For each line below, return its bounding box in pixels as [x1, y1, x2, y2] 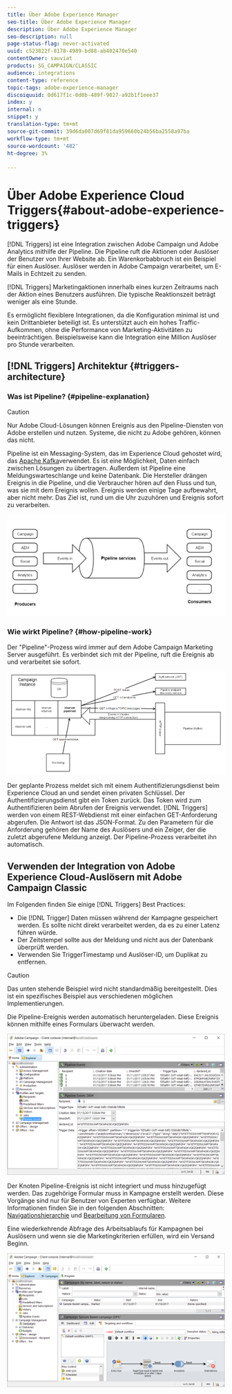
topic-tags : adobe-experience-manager [7, 84, 119, 91]
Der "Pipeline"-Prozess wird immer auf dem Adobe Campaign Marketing [7, 643, 213, 651]
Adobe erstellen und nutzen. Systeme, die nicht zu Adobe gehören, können [7, 428, 221, 437]
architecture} [7, 371, 66, 383]
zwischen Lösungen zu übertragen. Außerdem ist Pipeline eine [7, 464, 186, 472]
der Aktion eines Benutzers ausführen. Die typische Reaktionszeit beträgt [7, 291, 216, 299]
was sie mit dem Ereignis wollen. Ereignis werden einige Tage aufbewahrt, [7, 486, 218, 494]
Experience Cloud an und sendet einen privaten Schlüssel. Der [7, 789, 185, 797]
